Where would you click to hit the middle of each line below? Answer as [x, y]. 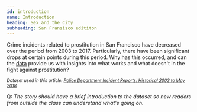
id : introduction [28, 11]
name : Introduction [31, 17]
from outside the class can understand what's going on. [75, 103]
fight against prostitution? [38, 70]
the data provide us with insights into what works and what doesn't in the [96, 64]
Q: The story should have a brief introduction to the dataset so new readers [99, 97]
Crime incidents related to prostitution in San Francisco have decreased [94, 45]
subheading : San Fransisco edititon [52, 28]
